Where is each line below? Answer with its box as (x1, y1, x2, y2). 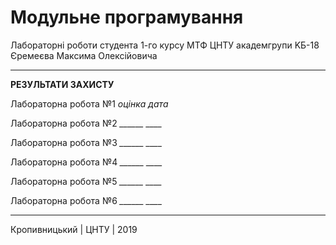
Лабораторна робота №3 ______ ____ (10, 136, 163, 148)
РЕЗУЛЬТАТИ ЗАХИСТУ (10, 78, 115, 90)
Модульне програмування (10, 6, 244, 29)
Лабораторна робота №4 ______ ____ (10, 156, 163, 168)
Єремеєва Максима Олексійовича (10, 49, 158, 61)
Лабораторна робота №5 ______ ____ (10, 175, 163, 187)
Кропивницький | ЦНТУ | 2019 (10, 223, 138, 235)
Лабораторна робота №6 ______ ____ (10, 194, 163, 206)
